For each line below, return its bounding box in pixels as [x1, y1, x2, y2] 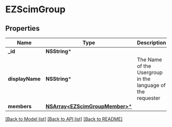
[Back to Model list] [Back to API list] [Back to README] [5, 116, 123, 122]
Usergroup [137, 69, 163, 76]
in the [137, 75, 151, 82]
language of [137, 82, 166, 89]
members [8, 103, 32, 110]
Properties [5, 24, 40, 33]
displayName [8, 75, 41, 82]
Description [137, 39, 166, 46]
